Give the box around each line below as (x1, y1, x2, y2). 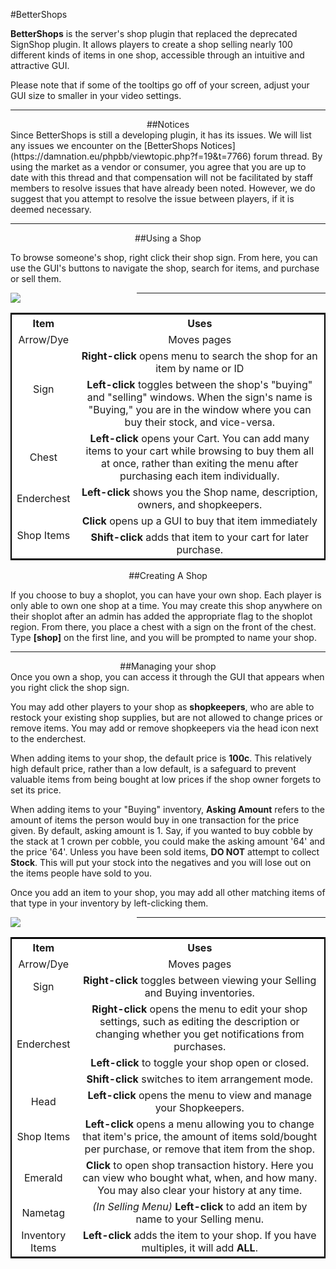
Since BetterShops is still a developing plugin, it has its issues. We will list (10, 129, 312, 141)
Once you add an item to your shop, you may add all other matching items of (10, 887, 326, 898)
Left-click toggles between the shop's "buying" (86, 378, 313, 391)
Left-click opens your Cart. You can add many (89, 432, 310, 445)
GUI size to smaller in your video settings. (10, 90, 182, 101)
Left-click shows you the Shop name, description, (81, 485, 318, 499)
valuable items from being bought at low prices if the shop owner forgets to (10, 774, 322, 785)
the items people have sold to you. (10, 867, 153, 879)
